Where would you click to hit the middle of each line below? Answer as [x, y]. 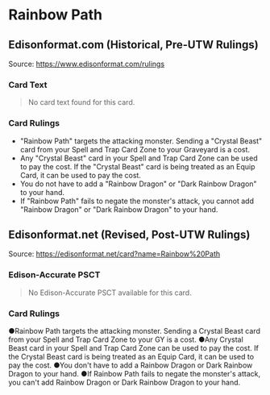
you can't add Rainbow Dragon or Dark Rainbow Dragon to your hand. [125, 382]
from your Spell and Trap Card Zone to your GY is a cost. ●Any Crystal [126, 339]
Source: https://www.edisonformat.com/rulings [87, 64]
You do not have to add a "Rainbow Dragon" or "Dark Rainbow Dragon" [138, 184]
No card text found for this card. [81, 102]
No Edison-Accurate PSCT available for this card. [110, 293]
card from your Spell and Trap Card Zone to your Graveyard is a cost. [135, 149]
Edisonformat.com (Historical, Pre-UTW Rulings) [134, 45]
